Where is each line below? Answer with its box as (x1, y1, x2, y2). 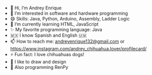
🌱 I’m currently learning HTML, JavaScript (10, 21, 99, 27)
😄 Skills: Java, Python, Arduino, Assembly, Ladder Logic (10, 16, 130, 21)
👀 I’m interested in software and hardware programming (10, 10, 128, 16)
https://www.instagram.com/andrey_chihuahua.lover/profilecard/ (10, 46, 147, 52)
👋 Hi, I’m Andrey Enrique (10, 5, 62, 11)
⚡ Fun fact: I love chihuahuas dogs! (10, 52, 84, 57)
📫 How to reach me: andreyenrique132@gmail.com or (10, 38, 125, 44)
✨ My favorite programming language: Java (10, 27, 102, 33)
